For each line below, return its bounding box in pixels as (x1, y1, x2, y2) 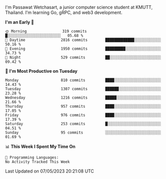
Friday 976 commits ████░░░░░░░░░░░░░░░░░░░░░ (5, 113, 162, 118)
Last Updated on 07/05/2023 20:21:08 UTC (5, 168, 94, 174)
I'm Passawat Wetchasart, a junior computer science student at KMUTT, (5, 4, 153, 10)
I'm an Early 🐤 (5, 19, 34, 25)
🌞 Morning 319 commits (5, 29, 87, 34)
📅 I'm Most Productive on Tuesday (5, 68, 78, 74)
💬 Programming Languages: (5, 155, 59, 160)
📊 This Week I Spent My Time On (5, 144, 76, 149)
